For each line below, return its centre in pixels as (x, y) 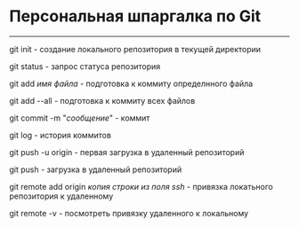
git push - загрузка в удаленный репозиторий (96, 169)
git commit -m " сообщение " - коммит (80, 118)
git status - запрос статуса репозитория (85, 66)
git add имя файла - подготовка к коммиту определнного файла (131, 83)
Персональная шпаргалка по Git (135, 16)
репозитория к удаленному (61, 196)
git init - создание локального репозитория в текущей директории (135, 49)
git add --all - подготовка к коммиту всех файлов (102, 100)
